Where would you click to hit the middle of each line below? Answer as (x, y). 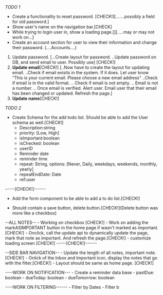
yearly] (27, 169)
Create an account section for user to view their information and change (84, 42)
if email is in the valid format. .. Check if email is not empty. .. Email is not (85, 83)
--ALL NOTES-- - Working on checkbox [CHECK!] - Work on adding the (77, 222)
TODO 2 (13, 108)
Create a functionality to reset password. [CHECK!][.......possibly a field (83, 16)
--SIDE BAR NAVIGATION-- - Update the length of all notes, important (75, 253)
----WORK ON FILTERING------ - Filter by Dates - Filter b (62, 287)
